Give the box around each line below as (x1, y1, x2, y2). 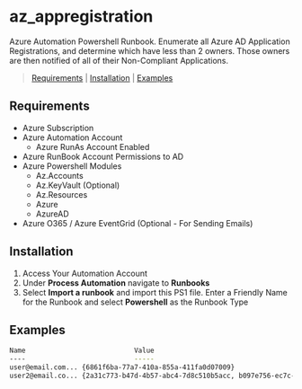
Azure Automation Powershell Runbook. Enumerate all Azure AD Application (9, 36, 290, 47)
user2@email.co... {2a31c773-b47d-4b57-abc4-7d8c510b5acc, (9, 371, 235, 380)
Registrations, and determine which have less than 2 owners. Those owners (9, 45, 290, 56)
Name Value (9, 346, 155, 356)
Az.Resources (35, 189, 88, 199)
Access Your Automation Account (22, 268, 148, 278)
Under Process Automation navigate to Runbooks (22, 277, 210, 288)
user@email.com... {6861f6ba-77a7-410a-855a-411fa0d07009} (9, 363, 235, 372)
